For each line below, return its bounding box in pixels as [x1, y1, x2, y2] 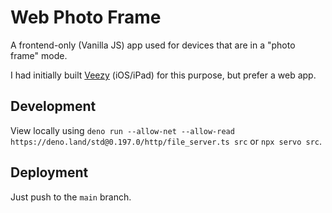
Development [10, 98, 97, 115]
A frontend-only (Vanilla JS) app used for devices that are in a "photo [10, 39, 296, 51]
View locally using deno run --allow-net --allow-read [10, 124, 235, 136]
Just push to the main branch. [10, 191, 132, 203]
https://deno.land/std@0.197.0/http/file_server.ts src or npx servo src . [10, 135, 323, 147]
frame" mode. [10, 49, 68, 61]
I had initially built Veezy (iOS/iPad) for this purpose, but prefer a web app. [10, 69, 317, 81]
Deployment [10, 164, 89, 181]
